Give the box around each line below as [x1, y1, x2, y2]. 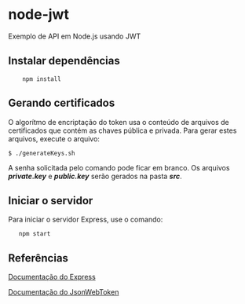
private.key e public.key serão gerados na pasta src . [8, 171, 182, 181]
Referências [8, 251, 69, 265]
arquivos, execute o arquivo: [8, 134, 101, 143]
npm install [22, 75, 61, 83]
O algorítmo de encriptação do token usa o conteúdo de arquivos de [8, 117, 229, 126]
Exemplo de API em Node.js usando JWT [8, 31, 141, 41]
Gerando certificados [8, 97, 115, 110]
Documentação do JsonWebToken [8, 288, 119, 297]
